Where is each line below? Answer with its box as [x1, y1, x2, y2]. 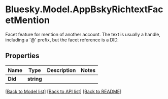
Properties [5, 52, 40, 60]
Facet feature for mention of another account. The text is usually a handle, [5, 31, 161, 37]
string [27, 75, 42, 82]
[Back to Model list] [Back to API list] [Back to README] [5, 88, 122, 94]
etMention [5, 14, 50, 26]
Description [47, 66, 76, 73]
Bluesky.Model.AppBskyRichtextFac [5, 4, 163, 15]
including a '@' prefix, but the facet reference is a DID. [5, 37, 119, 43]
